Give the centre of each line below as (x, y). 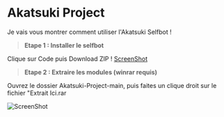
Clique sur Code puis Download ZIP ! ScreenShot (78, 58)
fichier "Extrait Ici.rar (37, 93)
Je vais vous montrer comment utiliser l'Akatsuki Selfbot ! (89, 32)
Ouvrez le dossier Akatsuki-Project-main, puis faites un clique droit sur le (112, 85)
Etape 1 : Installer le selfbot (64, 45)
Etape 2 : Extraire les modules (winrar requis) (91, 72)
